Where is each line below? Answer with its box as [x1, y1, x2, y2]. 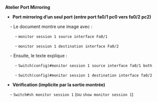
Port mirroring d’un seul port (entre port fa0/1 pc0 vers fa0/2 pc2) [12, 14, 152, 19]
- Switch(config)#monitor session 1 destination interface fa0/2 [14, 72, 153, 78]
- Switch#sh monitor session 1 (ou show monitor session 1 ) [9, 91, 134, 97]
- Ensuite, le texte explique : [9, 52, 67, 58]
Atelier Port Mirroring [5, 4, 51, 10]
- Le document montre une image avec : [9, 23, 93, 29]
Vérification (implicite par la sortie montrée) [12, 82, 106, 87]
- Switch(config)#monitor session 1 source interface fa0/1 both [14, 62, 153, 68]
